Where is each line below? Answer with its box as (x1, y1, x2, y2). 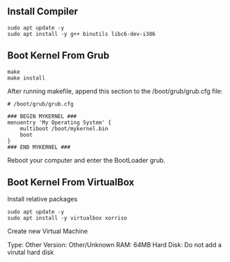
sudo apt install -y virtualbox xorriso (7, 215, 128, 222)
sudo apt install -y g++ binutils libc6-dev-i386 (7, 30, 156, 37)
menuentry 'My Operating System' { (7, 119, 112, 126)
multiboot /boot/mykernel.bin (20, 125, 109, 132)
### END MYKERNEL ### (7, 144, 71, 151)
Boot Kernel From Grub (7, 49, 110, 62)
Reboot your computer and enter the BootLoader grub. (7, 156, 166, 164)
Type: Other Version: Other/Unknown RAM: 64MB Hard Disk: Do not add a (7, 241, 222, 249)
